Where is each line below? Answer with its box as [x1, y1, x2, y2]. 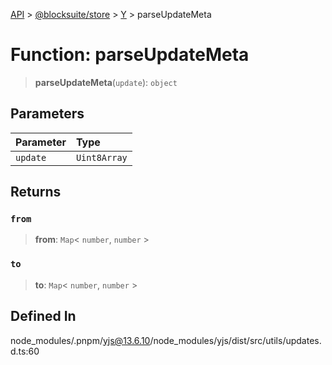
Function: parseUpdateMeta [10, 44, 250, 66]
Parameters [10, 105, 85, 123]
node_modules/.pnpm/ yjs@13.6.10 [10, 334, 151, 346]
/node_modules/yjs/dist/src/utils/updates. [149, 334, 322, 346]
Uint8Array [75, 152, 128, 163]
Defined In [10, 308, 77, 325]
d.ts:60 [10, 345, 40, 357]
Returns [10, 184, 62, 201]
